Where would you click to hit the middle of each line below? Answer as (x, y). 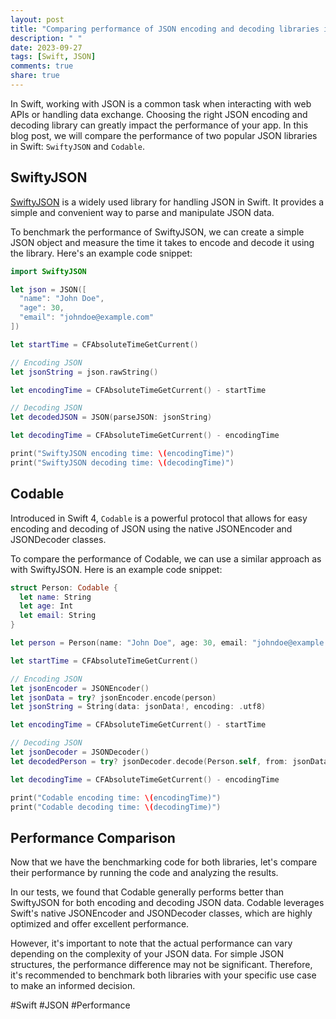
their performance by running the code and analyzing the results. (144, 873)
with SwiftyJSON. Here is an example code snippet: (116, 569)
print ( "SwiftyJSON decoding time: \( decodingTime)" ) (122, 462)
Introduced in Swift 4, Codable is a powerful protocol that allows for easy (159, 518)
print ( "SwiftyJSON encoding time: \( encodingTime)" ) (122, 454)
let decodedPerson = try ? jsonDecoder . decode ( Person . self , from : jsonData (169, 761)
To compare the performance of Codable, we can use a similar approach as (166, 558)
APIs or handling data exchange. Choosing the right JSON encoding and (159, 114)
